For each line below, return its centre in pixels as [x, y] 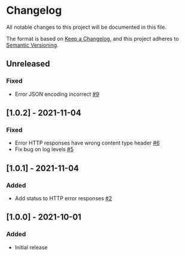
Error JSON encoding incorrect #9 [57, 94]
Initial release [31, 247]
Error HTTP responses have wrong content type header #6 [87, 143]
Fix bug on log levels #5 [44, 149]
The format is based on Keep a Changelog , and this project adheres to [92, 38]
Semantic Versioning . [32, 45]
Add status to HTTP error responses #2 [63, 198]
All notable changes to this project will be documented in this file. [87, 27]
